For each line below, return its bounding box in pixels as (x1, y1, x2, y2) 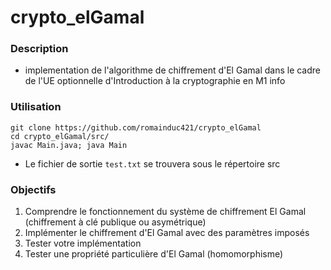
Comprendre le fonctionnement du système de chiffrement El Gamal (24, 206, 307, 218)
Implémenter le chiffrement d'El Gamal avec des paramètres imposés (24, 227, 310, 239)
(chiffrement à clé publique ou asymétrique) (24, 216, 207, 228)
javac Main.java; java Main (10, 140, 128, 150)
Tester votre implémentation (24, 237, 142, 250)
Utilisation (10, 100, 62, 114)
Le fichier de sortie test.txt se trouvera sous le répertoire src (24, 157, 281, 170)
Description (10, 42, 69, 56)
